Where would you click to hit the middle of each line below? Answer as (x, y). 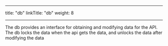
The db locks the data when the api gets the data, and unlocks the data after (84, 32)
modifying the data (24, 38)
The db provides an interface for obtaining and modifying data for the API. (81, 27)
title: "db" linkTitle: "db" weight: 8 (39, 13)
